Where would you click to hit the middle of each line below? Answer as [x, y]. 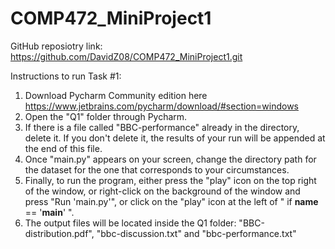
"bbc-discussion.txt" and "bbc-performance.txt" [196, 233]
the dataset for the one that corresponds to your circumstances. [157, 169]
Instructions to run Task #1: [66, 76]
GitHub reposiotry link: [56, 46]
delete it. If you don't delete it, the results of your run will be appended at [175, 138]
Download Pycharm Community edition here [116, 95]
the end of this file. [63, 148]
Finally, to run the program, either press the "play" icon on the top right [170, 180]
